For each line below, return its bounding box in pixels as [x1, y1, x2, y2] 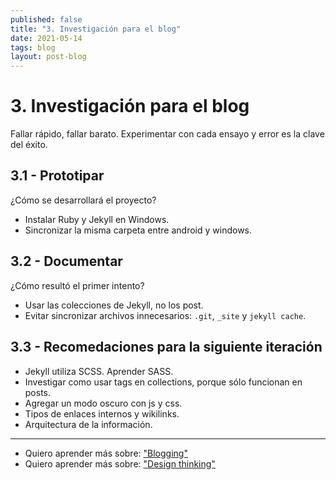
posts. [24, 386, 52, 398]
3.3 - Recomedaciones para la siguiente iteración [10, 339, 323, 356]
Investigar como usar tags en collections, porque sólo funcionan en [24, 376, 303, 388]
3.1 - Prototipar [10, 167, 105, 185]
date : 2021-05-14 [10, 33, 83, 43]
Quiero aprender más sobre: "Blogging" [24, 447, 188, 459]
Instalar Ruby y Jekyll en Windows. [24, 213, 170, 225]
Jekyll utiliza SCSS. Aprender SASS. [24, 365, 174, 377]
